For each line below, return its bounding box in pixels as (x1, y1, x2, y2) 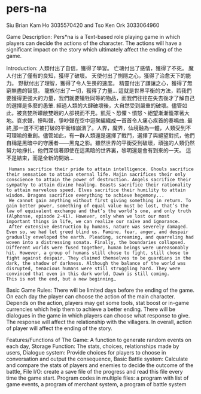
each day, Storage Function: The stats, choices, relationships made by (6, 343, 179, 350)
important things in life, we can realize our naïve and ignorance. (6, 218, 181, 224)
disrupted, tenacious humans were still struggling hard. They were (6, 265, 181, 271)
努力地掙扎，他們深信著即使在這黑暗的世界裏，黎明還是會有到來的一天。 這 (6, 146, 191, 154)
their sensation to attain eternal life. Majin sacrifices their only (6, 171, 186, 178)
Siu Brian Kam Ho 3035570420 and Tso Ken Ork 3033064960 (6, 22, 160, 29)
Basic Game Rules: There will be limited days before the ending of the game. (6, 286, 195, 294)
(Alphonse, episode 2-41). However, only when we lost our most (6, 213, 170, 219)
